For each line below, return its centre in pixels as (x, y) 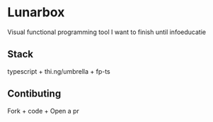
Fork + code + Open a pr (43, 111)
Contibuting (34, 94)
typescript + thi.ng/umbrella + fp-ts (59, 71)
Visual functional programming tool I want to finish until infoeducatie (107, 32)
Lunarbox (36, 12)
